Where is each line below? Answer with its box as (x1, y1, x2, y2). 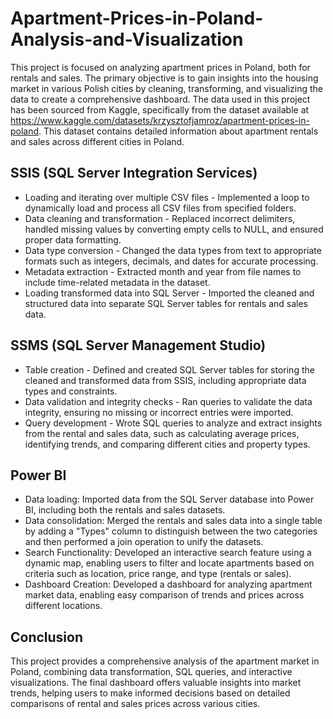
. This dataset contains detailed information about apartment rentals (38, 125, 319, 137)
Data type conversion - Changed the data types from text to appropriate (24, 244, 322, 256)
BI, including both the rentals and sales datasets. (24, 504, 226, 516)
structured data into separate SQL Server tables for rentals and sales (24, 297, 309, 309)
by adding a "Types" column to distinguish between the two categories (24, 525, 318, 537)
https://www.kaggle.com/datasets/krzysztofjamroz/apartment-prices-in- (10, 114, 310, 126)
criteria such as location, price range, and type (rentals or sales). (24, 568, 292, 580)
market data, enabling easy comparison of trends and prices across (24, 589, 305, 601)
